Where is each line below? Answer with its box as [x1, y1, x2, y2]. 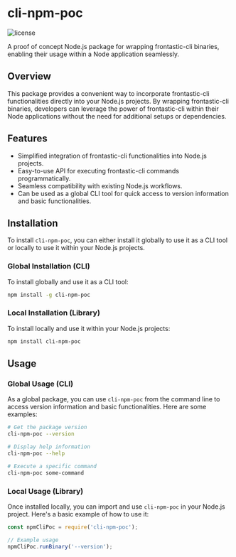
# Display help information [7, 443, 91, 450]
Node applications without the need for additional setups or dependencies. [7, 112, 227, 120]
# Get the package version [7, 424, 87, 431]
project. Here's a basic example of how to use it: [7, 509, 149, 518]
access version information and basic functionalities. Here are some [7, 403, 207, 411]
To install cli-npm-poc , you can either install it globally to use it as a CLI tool [7, 236, 228, 244]
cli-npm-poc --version [7, 431, 75, 438]
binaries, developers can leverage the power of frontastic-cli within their [7, 104, 219, 113]
